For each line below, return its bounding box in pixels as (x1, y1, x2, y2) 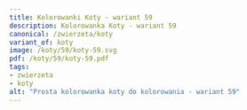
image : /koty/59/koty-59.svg (9, 46, 117, 55)
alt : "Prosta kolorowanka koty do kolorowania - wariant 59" (9, 87, 241, 96)
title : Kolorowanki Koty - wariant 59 (9, 12, 153, 22)
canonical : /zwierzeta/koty (9, 29, 114, 38)
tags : (9, 63, 29, 72)
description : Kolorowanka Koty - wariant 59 (9, 21, 177, 30)
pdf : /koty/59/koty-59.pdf (9, 54, 109, 63)
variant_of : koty (9, 37, 74, 47)
